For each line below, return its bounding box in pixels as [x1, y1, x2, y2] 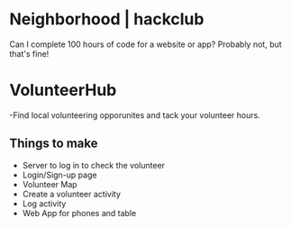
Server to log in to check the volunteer [22, 159, 165, 170]
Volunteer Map [22, 178, 78, 189]
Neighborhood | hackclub [9, 9, 205, 30]
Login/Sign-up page [22, 169, 97, 180]
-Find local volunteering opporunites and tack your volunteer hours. [9, 109, 261, 121]
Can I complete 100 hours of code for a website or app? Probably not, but [9, 39, 282, 50]
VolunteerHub [9, 80, 117, 101]
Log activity [22, 198, 67, 209]
